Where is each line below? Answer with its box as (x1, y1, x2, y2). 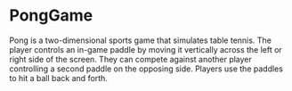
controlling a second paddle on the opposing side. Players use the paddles (9, 63, 283, 74)
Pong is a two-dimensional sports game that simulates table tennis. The (9, 35, 272, 45)
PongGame (9, 5, 93, 26)
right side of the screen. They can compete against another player (9, 54, 252, 64)
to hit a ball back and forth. (9, 72, 109, 83)
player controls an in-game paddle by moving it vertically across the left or (9, 44, 282, 54)
